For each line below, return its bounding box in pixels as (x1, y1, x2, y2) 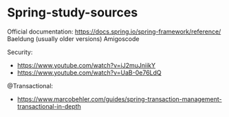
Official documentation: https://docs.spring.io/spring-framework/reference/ (7, 27, 221, 36)
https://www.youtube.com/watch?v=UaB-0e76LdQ (17, 68, 162, 77)
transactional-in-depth (17, 102, 81, 110)
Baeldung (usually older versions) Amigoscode (7, 34, 140, 42)
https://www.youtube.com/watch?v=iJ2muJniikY (17, 61, 156, 69)
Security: (7, 48, 33, 56)
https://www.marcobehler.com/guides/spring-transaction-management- (17, 94, 222, 103)
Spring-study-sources (7, 5, 138, 21)
